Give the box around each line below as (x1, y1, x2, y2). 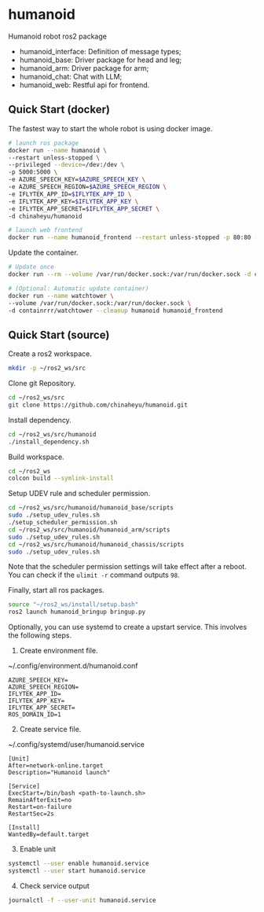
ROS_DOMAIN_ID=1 (8, 711, 61, 719)
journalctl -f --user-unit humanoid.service (8, 896, 156, 904)
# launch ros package (8, 139, 79, 147)
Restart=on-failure (8, 804, 72, 811)
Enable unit (19, 844, 57, 854)
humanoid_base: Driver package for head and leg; (19, 55, 182, 64)
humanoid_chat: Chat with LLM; (19, 72, 123, 81)
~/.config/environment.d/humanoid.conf (8, 661, 138, 671)
